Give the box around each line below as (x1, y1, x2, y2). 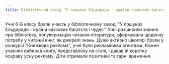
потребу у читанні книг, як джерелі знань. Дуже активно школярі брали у (5, 37, 164, 43)
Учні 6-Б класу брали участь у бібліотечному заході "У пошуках (5, 21, 143, 27)
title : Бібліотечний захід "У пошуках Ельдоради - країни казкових (5, 7, 150, 12)
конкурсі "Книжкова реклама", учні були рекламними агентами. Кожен (5, 42, 159, 48)
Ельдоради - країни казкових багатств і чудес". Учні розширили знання (5, 26, 158, 32)
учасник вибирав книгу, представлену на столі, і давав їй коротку (5, 47, 147, 53)
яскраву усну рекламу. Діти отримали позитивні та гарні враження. (5, 53, 152, 59)
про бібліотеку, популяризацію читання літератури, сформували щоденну (5, 31, 164, 37)
